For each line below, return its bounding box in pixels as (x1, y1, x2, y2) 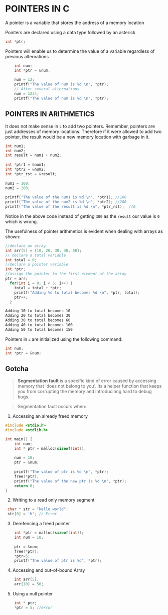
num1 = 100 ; (5, 181, 30, 186)
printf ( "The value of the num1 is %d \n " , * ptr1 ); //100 (5, 195, 127, 200)
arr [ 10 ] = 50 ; (14, 582, 44, 587)
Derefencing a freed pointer (12, 521, 70, 527)
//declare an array (5, 243, 46, 249)
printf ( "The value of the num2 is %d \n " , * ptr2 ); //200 (5, 199, 127, 205)
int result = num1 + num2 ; (5, 153, 62, 158)
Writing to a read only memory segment (12, 497, 95, 503)
